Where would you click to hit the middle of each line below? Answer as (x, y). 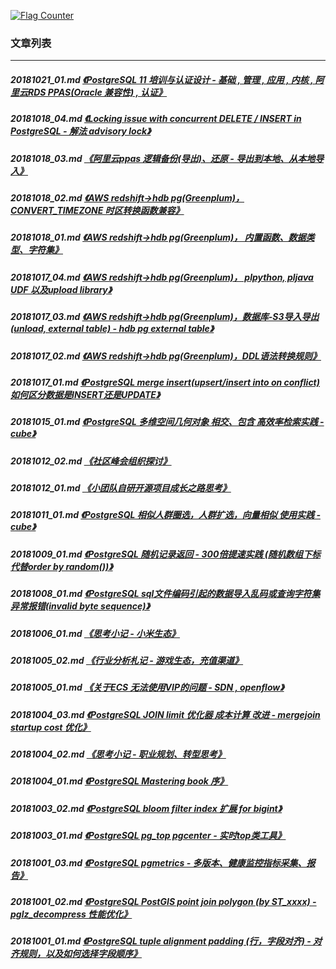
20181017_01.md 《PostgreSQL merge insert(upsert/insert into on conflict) (165, 382)
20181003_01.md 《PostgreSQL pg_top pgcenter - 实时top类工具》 (148, 836)
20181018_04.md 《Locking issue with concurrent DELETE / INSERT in (156, 119)
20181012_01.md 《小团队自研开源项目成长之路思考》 (121, 488)
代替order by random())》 (61, 566)
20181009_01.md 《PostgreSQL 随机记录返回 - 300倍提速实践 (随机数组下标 (165, 554)
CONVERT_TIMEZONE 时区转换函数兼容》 (97, 211)
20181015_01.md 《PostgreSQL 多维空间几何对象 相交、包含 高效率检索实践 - (167, 422)
